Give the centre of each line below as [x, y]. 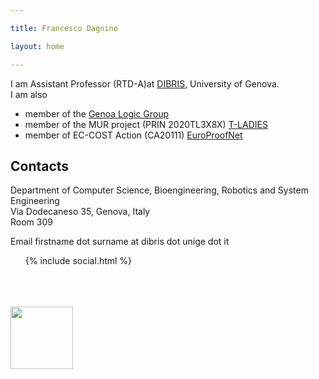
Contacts [40, 166]
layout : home [37, 46]
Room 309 [31, 222]
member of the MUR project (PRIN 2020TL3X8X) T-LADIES [146, 124]
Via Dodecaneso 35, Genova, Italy [80, 212]
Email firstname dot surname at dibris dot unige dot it [120, 242]
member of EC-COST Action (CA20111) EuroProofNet [133, 135]
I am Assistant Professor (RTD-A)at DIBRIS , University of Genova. [145, 83]
